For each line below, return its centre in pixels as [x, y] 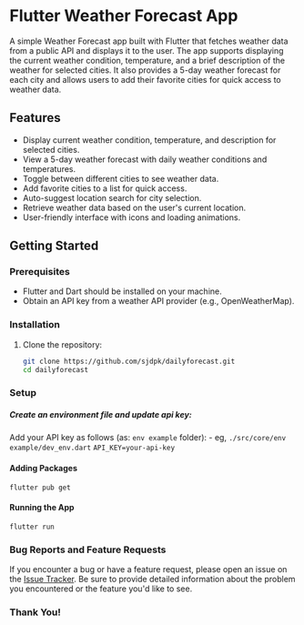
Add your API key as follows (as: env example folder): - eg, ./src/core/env [148, 438]
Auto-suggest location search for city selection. [112, 197]
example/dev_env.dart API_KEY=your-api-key [92, 448]
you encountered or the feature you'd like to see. [101, 589]
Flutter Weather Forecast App [124, 16]
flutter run [32, 527]
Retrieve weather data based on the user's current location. [134, 207]
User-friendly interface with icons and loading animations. [132, 217]
